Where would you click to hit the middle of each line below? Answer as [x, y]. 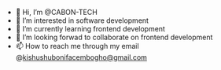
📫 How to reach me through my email [77, 46]
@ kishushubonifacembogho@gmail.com [81, 57]
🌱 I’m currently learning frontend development [90, 29]
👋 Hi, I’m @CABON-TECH [57, 12]
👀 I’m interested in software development [82, 20]
